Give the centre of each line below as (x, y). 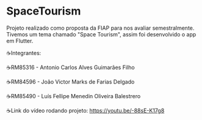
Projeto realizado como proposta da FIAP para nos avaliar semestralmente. (100, 28)
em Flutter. (20, 41)
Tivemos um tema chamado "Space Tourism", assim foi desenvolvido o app (101, 34)
